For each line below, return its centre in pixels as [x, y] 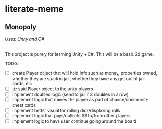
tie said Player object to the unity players [52, 89]
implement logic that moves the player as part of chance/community [80, 99]
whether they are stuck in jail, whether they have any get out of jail [78, 78]
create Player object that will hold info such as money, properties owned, [85, 73]
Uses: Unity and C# [25, 39]
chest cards [24, 105]
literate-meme [34, 9]
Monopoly [21, 27]
